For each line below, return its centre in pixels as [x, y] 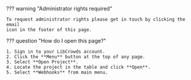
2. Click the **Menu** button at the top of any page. [76, 57]
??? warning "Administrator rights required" [59, 9]
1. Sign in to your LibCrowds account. [56, 52]
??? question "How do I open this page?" [56, 41]
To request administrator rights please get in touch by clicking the [96, 20]
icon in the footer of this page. [49, 30]
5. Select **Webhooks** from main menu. [57, 72]
